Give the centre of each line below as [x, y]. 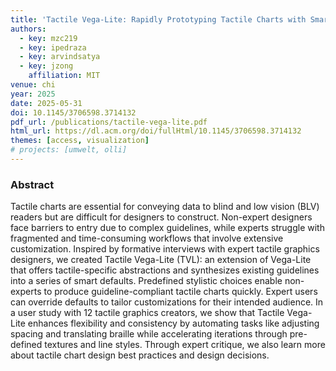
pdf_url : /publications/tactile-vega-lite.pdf [109, 122]
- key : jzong [46, 66]
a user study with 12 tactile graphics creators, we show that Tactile [147, 313]
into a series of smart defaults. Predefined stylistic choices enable [146, 281]
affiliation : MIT [64, 76]
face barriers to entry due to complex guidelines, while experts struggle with [167, 228]
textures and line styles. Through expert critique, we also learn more [185, 345]
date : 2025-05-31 [46, 103]
